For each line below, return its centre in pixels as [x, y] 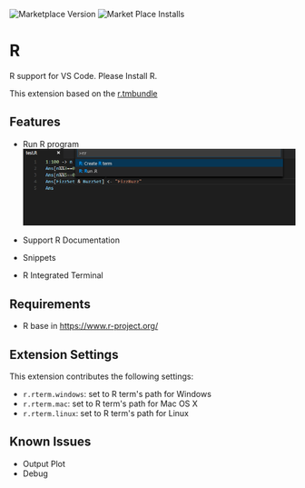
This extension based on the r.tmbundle [84, 93]
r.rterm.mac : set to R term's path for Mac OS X [110, 403]
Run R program [51, 144]
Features [35, 122]
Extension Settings [64, 354]
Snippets [39, 258]
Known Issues [50, 442]
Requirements [50, 304]
